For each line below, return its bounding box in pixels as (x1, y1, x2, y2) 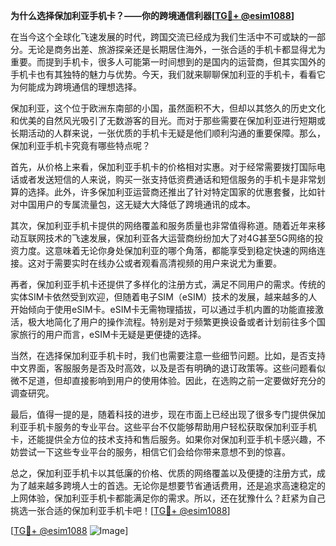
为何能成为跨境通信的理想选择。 (10, 81, 142, 93)
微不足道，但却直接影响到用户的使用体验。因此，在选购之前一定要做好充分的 (10, 375, 326, 386)
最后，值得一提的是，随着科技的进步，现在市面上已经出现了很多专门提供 (10, 409, 308, 420)
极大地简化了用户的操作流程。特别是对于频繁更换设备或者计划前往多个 (27, 316, 317, 328)
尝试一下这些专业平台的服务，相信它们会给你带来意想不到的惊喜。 (18, 446, 291, 458)
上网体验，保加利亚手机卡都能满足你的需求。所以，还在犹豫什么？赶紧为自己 (10, 492, 326, 504)
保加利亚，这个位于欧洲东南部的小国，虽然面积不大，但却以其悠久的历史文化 (10, 102, 326, 114)
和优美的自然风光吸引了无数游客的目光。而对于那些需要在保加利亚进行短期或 (10, 115, 326, 126)
